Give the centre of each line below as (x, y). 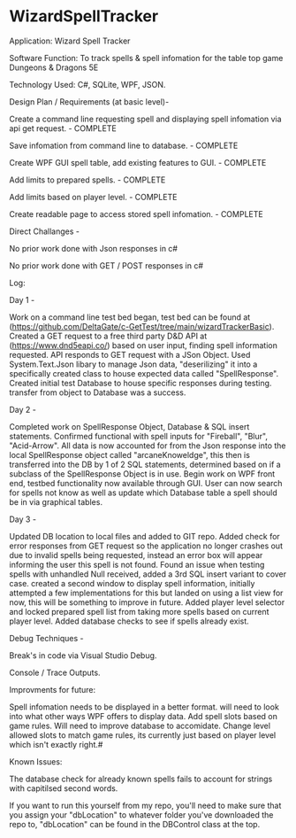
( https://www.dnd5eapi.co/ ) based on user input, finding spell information (144, 345)
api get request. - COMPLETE (63, 128)
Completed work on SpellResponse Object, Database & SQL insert (129, 426)
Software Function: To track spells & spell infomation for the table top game (146, 58)
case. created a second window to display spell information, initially (132, 583)
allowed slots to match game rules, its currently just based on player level (143, 735)
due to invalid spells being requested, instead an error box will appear (136, 555)
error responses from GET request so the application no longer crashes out (146, 546)
